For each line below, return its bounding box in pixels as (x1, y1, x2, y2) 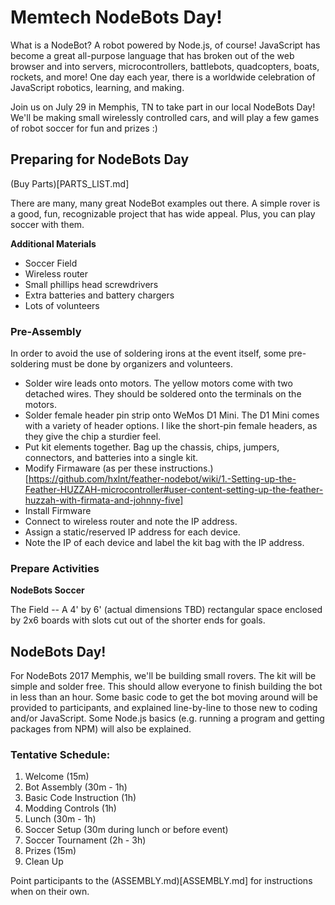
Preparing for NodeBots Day (10, 151, 190, 168)
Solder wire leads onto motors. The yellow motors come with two (24, 377, 293, 390)
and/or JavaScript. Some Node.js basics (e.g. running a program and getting (10, 712, 325, 725)
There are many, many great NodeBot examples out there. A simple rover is (10, 197, 321, 209)
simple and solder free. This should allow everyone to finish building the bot (10, 681, 323, 693)
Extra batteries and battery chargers (24, 289, 175, 301)
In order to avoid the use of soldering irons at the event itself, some (10, 347, 287, 360)
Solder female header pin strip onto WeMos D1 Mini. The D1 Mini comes (24, 409, 320, 421)
